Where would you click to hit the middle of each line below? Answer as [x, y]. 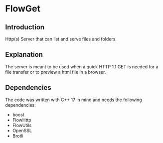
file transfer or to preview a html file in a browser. [56, 72]
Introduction [25, 27]
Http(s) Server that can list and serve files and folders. [61, 39]
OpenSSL [22, 131]
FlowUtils [22, 125]
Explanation [24, 55]
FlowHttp [22, 120]
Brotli [18, 136]
